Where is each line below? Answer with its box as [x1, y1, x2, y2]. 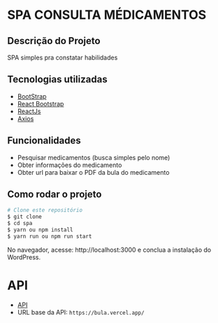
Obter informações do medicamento [17, 161, 122, 169]
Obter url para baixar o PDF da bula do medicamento [17, 168, 170, 176]
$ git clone [7, 213, 42, 220]
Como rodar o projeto [7, 189, 102, 201]
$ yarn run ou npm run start [7, 233, 92, 240]
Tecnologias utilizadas [7, 73, 108, 85]
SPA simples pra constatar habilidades [7, 53, 118, 62]
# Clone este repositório [7, 207, 82, 214]
